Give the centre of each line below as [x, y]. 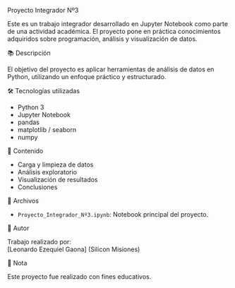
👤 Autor [18, 228]
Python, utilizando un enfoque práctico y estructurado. [87, 77]
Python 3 [31, 107]
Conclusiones [37, 187]
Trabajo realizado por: [40, 242]
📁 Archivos [23, 201]
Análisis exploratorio [47, 172]
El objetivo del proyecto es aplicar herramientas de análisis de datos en [111, 69]
